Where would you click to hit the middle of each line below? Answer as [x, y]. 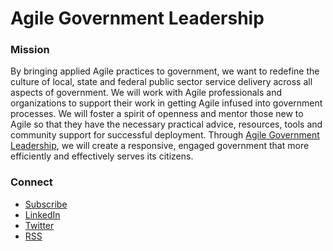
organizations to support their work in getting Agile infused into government [166, 103]
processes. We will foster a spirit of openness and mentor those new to [157, 114]
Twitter [39, 225]
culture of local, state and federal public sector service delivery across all [161, 82]
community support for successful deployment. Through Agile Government [165, 135]
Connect [31, 182]
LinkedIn [42, 214]
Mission [30, 50]
